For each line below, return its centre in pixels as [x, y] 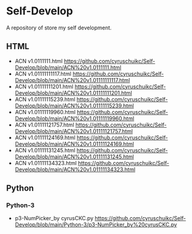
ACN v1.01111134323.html [45, 163]
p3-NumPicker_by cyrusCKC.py [54, 218]
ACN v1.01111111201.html [44, 86]
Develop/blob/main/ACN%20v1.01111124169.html [74, 144]
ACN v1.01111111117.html [43, 74]
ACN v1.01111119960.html [45, 112]
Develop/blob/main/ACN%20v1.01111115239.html [74, 106]
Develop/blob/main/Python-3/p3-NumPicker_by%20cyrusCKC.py [96, 225]
